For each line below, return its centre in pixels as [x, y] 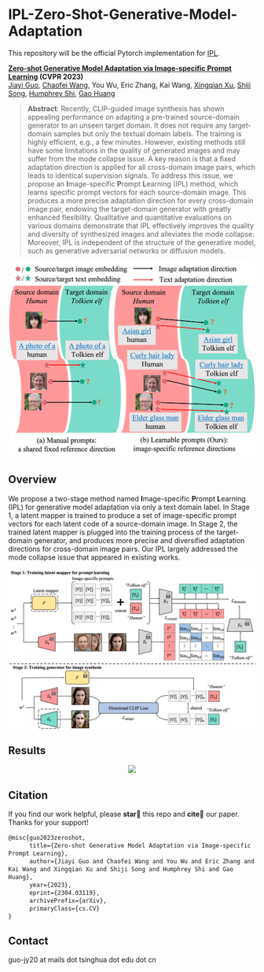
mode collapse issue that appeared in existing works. [94, 557]
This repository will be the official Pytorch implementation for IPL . [114, 53]
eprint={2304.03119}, [64, 893]
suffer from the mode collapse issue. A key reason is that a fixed [132, 158]
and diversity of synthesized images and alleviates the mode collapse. [141, 234]
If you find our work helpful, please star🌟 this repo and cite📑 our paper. [124, 814]
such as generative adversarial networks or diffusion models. [126, 250]
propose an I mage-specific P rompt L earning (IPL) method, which [132, 183]
